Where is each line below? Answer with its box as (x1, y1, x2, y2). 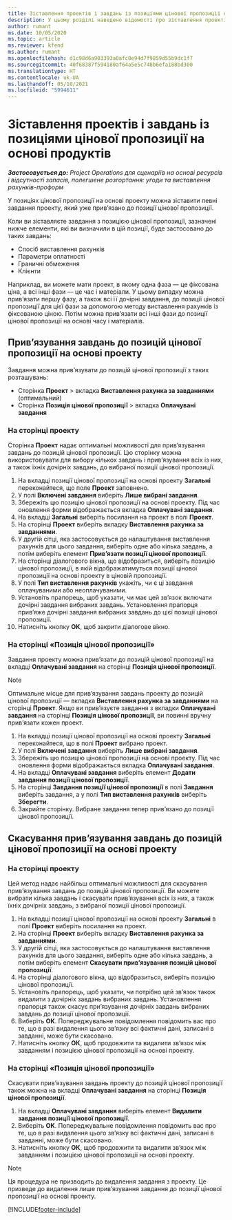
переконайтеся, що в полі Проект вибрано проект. (17, 739, 168, 747)
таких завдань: (8, 232, 52, 240)
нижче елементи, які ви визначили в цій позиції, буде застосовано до (8, 224, 213, 233)
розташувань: (8, 373, 49, 381)
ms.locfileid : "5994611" (8, 87, 79, 94)
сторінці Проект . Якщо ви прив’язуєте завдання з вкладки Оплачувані (8, 704, 216, 712)
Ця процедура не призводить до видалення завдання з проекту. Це (8, 1177, 207, 1186)
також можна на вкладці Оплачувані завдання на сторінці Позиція (8, 1087, 207, 1095)
